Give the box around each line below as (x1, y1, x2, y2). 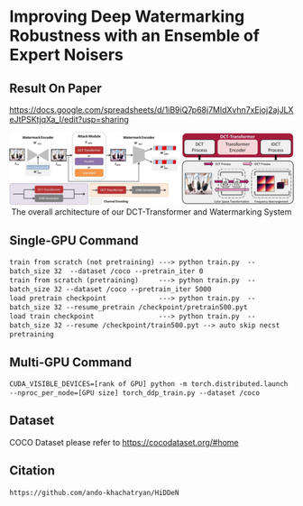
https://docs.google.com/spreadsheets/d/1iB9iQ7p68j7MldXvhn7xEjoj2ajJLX (9, 105, 294, 115)
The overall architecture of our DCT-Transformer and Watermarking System (11, 207, 292, 217)
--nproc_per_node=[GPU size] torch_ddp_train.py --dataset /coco (9, 389, 260, 398)
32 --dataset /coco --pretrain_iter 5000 (53, 285, 212, 294)
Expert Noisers (9, 45, 124, 65)
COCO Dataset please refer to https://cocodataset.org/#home (9, 437, 239, 447)
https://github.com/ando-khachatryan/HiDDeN (9, 488, 179, 497)
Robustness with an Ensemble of (9, 25, 260, 46)
